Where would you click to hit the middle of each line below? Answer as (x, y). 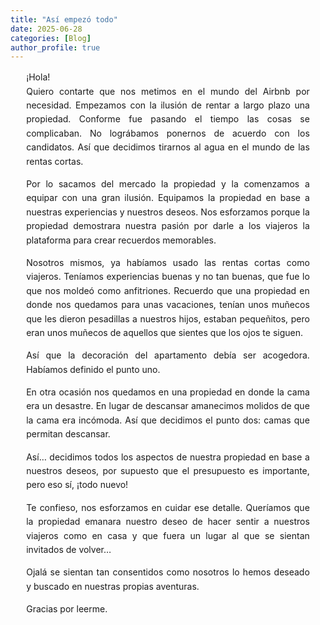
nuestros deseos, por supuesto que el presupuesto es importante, (168, 471)
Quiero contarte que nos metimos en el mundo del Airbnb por (168, 91)
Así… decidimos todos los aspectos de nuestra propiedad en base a (168, 457)
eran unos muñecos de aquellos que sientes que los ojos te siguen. (165, 332)
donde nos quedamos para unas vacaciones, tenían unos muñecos (168, 305)
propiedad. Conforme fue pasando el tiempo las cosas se (168, 119)
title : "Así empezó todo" (64, 19)
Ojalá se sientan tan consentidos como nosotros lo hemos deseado (168, 572)
